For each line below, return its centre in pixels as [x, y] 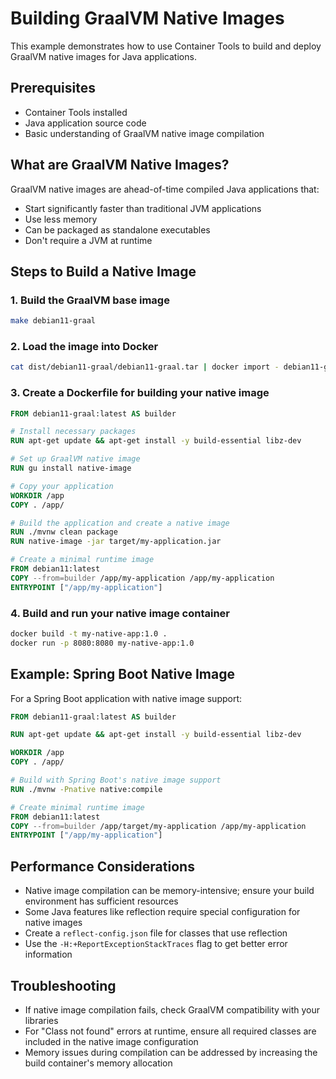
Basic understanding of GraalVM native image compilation [144, 133]
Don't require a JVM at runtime [88, 240]
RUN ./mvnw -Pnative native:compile [86, 789]
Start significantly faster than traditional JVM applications [143, 208]
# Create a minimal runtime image [82, 560]
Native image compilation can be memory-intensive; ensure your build [169, 891]
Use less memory [61, 219]
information [48, 954]
